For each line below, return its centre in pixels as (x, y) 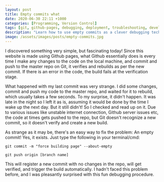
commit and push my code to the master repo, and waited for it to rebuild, (79, 91)
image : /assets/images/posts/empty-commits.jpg (54, 37)
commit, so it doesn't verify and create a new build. (57, 122)
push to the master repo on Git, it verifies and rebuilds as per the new (75, 66)
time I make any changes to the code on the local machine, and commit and (81, 61)
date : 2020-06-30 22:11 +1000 (36, 19)
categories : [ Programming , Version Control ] (51, 23)
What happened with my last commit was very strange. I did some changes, (81, 86)
